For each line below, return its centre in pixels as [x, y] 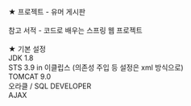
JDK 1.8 [21, 58]
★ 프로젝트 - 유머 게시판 [47, 12]
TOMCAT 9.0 [30, 76]
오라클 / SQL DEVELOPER [50, 86]
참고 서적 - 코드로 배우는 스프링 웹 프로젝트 [75, 30]
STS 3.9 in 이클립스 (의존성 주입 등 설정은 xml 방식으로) [96, 67]
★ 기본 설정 [27, 49]
